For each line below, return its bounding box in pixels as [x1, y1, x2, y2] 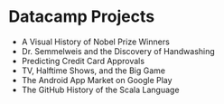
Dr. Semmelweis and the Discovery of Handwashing [21, 45, 216, 56]
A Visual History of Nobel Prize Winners [21, 36, 171, 47]
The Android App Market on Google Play [21, 74, 173, 85]
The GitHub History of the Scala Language [21, 84, 180, 95]
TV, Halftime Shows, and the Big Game [21, 65, 166, 76]
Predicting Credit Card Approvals [21, 55, 145, 66]
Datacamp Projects [8, 6, 155, 27]
